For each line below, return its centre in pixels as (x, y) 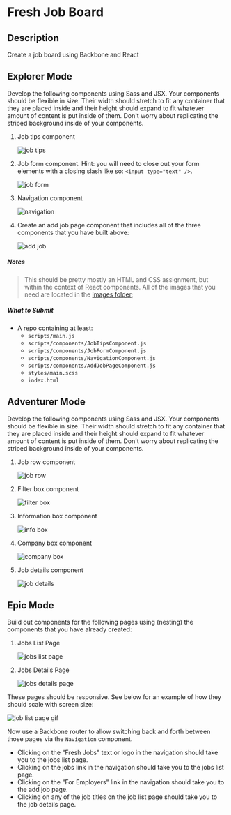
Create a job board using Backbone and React (73, 54)
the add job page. (42, 790)
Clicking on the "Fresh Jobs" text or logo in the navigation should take (118, 753)
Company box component (55, 543)
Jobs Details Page (43, 670)
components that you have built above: (73, 232)
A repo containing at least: (55, 328)
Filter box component (48, 488)
